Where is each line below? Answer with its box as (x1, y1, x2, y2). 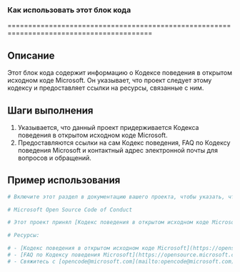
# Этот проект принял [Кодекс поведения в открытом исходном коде (7, 219, 209, 226)
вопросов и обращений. (17, 153, 91, 162)
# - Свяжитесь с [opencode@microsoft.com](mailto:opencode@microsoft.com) (7, 258, 235, 265)
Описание (7, 49, 55, 61)
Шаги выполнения (7, 104, 94, 116)
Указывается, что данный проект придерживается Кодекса (17, 123, 199, 131)
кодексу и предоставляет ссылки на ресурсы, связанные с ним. (7, 84, 204, 92)
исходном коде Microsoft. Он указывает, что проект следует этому (7, 76, 212, 85)
